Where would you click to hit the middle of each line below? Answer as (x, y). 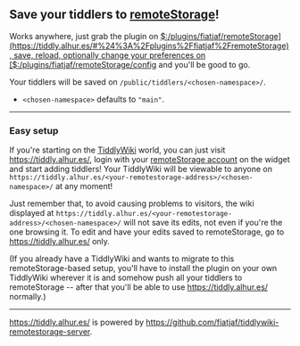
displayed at (32, 213)
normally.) (28, 297)
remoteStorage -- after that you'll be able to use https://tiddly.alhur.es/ (139, 287)
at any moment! (84, 186)
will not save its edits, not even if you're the (203, 223)
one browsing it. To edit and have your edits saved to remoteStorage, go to (147, 232)
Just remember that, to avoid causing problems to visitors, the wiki (132, 203)
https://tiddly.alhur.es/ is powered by (77, 322)
